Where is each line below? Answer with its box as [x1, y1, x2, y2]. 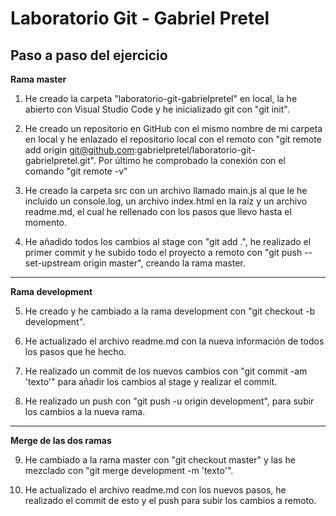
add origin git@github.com [24, 144, 135, 156]
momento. [24, 217, 68, 228]
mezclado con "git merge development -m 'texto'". [24, 465, 234, 476]
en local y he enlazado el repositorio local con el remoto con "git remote [24, 133, 322, 145]
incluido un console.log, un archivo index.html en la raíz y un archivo [24, 195, 308, 207]
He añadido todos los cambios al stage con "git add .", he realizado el [24, 236, 312, 247]
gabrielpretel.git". [24, 155, 97, 166]
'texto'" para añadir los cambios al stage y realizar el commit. [24, 376, 278, 387]
